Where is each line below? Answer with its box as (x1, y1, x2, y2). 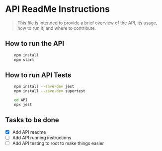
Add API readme (12, 129, 46, 135)
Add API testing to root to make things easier (12, 140, 104, 146)
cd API (14, 98, 28, 102)
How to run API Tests (5, 71, 72, 79)
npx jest (14, 102, 32, 107)
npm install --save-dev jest (14, 84, 75, 89)
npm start (14, 57, 35, 62)
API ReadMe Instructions (5, 3, 110, 15)
